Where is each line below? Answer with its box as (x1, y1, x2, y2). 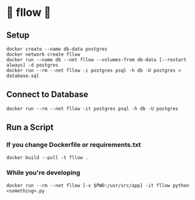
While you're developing (6, 168, 80, 177)
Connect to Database (6, 89, 88, 100)
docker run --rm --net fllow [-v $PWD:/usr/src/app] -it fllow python (6, 182, 190, 188)
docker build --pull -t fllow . (6, 154, 88, 161)
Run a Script (6, 122, 54, 133)
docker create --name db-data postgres (6, 46, 108, 52)
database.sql (6, 73, 40, 79)
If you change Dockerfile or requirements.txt (6, 141, 141, 149)
